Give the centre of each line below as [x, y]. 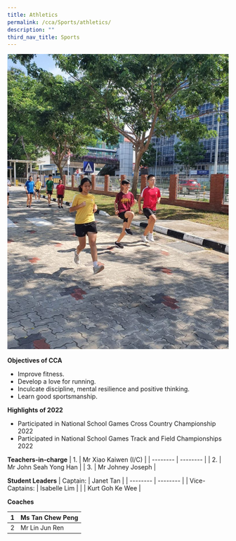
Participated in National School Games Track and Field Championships [120, 438]
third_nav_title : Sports [44, 37]
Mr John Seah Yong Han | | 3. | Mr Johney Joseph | [82, 467]
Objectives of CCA [35, 360]
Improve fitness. [41, 374]
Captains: [21, 488]
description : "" [31, 30]
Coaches [21, 502]
